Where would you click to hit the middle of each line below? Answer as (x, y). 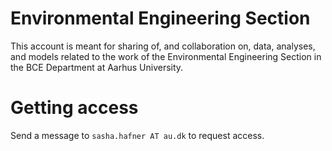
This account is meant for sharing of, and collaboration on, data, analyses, (163, 46)
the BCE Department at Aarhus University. (97, 67)
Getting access (74, 108)
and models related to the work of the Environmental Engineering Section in (166, 56)
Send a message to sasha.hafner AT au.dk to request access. (137, 135)
